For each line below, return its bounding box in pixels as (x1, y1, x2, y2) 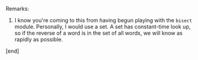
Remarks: (5, 5, 30, 12)
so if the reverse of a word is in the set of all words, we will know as (14, 29, 183, 37)
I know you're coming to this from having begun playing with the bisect (14, 17, 193, 23)
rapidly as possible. (14, 36, 63, 43)
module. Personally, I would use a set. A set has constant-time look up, (14, 23, 191, 30)
